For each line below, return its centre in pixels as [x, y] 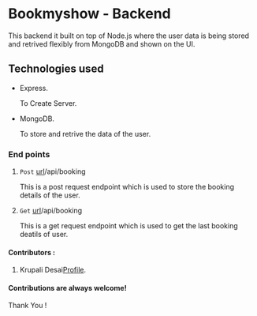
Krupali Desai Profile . [53, 270]
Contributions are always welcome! [68, 288]
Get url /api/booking [51, 211]
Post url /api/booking [52, 171]
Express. [34, 88]
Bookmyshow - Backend [89, 14]
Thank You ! [28, 306]
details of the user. [50, 195]
